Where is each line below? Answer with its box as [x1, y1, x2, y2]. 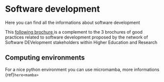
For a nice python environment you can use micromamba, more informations [5, 66, 160, 72]
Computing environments [5, 54, 85, 62]
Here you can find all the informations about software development [5, 20, 141, 25]
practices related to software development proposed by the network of [5, 34, 148, 40]
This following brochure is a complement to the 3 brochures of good [5, 29, 143, 35]
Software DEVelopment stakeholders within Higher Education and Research [5, 39, 158, 45]
